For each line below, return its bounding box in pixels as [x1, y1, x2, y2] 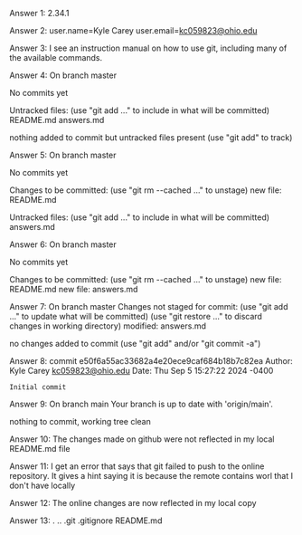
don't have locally [9, 480, 76, 491]
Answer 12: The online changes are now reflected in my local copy [9, 498, 257, 508]
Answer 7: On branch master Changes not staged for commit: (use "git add [9, 301, 288, 311]
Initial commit [9, 383, 67, 392]
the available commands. [9, 53, 103, 62]
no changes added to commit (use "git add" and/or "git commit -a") [9, 339, 261, 349]
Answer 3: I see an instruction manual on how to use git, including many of [9, 43, 288, 53]
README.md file [9, 444, 71, 454]
